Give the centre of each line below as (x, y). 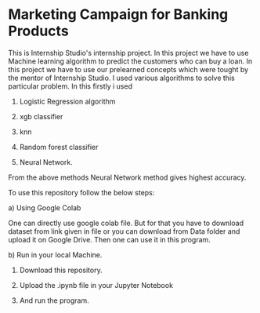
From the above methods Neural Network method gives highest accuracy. (127, 177)
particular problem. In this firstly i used (70, 86)
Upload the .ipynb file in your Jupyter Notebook (96, 285)
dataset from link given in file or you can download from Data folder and (124, 231)
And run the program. (54, 300)
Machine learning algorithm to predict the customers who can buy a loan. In (130, 61)
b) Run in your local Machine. (55, 255)
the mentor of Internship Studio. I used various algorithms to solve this (121, 78)
